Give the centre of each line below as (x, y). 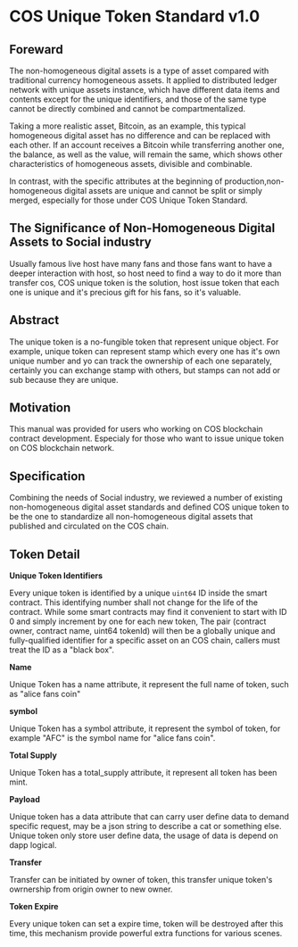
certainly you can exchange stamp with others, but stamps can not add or (145, 370)
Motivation (40, 408)
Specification (47, 476)
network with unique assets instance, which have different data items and (145, 90)
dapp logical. (33, 845)
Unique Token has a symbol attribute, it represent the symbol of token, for (145, 728)
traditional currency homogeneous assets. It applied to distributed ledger (143, 80)
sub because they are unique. (64, 379)
